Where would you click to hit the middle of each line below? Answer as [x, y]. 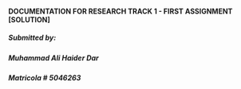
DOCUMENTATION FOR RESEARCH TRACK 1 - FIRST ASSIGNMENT [120, 11]
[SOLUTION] [29, 19]
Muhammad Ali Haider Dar [54, 58]
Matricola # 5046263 [45, 77]
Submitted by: [32, 38]
